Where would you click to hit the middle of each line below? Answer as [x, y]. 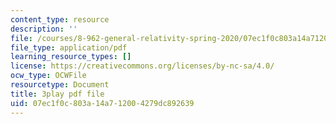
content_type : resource [60, 19]
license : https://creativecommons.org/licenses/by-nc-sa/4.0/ [142, 66]
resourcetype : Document [60, 85]
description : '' [44, 29]
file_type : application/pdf [69, 47]
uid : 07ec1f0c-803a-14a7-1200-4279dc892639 [102, 103]
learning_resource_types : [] [71, 57]
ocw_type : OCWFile [48, 76]
